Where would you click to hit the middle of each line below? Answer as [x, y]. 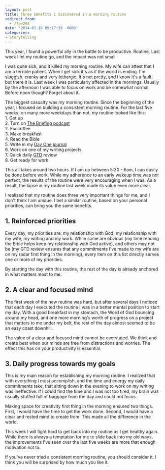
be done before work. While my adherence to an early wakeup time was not [82, 175]
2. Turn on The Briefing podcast [37, 123]
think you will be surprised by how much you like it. [57, 462]
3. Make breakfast [23, 134]
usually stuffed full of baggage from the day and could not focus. [71, 397]
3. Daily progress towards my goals [60, 364]
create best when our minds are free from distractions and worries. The [78, 343]
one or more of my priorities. [34, 259]
